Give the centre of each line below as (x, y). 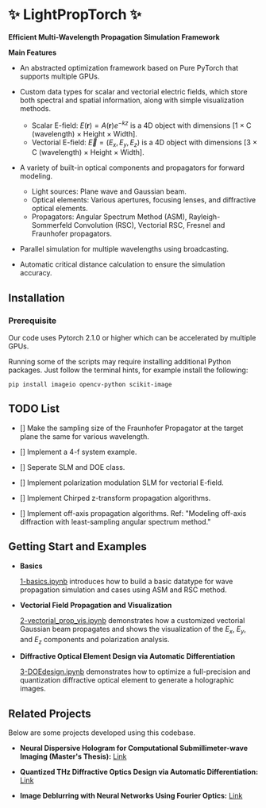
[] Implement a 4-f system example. (78, 452)
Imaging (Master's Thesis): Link (73, 756)
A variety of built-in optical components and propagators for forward (132, 167)
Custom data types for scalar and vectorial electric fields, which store (133, 91)
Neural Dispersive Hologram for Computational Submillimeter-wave (134, 748)
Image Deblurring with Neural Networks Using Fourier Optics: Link (131, 796)
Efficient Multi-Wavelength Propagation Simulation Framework (114, 37)
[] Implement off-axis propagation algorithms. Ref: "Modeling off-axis (133, 513)
